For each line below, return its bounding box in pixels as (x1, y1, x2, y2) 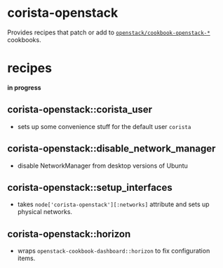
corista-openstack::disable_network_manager (7, 142, 216, 155)
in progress (7, 83, 41, 92)
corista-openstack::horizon (7, 228, 131, 240)
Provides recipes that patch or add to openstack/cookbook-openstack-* (7, 28, 210, 36)
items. (17, 254, 36, 262)
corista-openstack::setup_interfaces (7, 181, 173, 194)
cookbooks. (7, 35, 41, 43)
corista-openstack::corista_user (7, 104, 153, 116)
